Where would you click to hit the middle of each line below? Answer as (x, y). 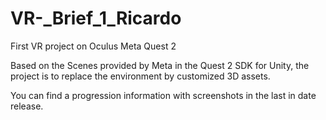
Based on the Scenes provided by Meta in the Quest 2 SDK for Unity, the (160, 65)
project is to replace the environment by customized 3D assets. (140, 76)
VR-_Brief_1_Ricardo (96, 18)
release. (27, 106)
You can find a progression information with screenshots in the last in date (163, 95)
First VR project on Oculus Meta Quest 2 (93, 46)
